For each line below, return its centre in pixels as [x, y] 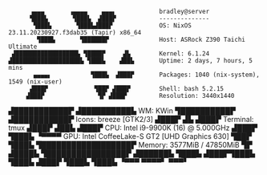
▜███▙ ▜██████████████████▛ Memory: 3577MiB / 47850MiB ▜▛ [130, 145]
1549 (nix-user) [35, 82]
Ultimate [23, 47]
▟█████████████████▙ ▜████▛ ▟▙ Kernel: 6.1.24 [111, 54]
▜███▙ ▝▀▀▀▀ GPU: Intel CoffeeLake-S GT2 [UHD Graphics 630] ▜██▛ [130, 136]
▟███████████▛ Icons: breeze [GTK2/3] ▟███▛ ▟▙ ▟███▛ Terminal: [131, 119]
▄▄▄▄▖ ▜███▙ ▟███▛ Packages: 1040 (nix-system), [147, 75]
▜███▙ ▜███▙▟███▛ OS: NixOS [113, 26]
